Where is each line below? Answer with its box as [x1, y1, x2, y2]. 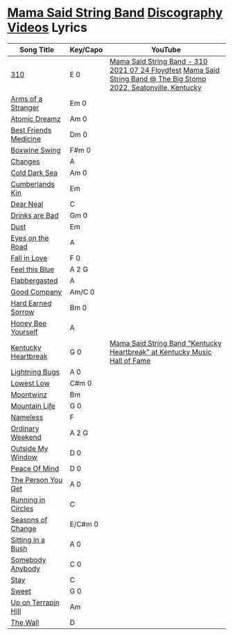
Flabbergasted [10, 276, 58, 285]
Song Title [19, 45, 54, 54]
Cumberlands [10, 179, 55, 189]
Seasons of [10, 515, 48, 525]
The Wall [10, 617, 40, 627]
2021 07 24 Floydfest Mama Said [110, 65, 220, 74]
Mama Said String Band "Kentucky [110, 338, 222, 348]
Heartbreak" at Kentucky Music [110, 347, 212, 356]
